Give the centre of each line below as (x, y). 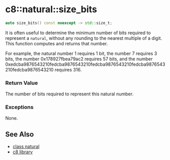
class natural (26, 147)
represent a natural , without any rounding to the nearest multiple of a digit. (84, 38)
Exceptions (20, 107)
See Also (20, 134)
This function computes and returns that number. (57, 43)
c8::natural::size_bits (51, 9)
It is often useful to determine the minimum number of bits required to (78, 33)
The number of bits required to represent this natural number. (69, 94)
